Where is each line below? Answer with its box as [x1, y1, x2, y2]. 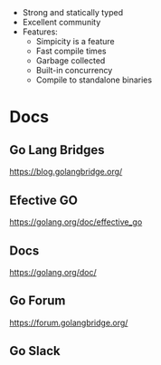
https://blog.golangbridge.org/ [9, 167, 123, 178]
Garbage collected [35, 55, 106, 66]
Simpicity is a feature [35, 36, 115, 47]
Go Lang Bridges [9, 142, 105, 158]
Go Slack [9, 343, 61, 359]
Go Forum [9, 293, 66, 309]
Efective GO [9, 192, 79, 207]
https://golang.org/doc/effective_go [9, 216, 143, 227]
